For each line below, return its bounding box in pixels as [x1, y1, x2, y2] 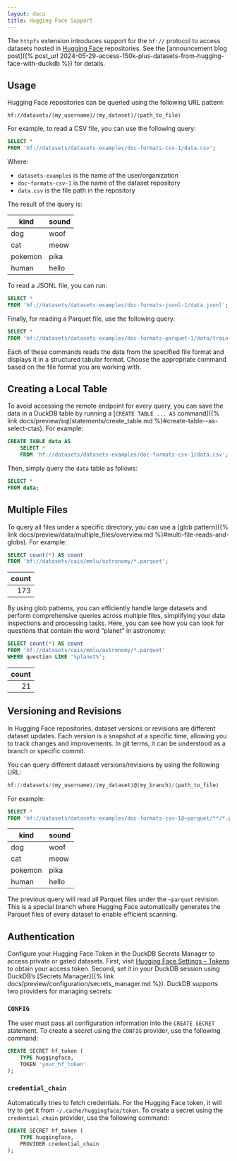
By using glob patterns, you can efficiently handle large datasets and [7, 604, 207, 612]
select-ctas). [7, 424, 44, 433]
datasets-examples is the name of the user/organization [17, 171, 178, 180]
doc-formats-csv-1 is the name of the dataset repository [17, 178, 181, 188]
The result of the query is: [7, 200, 83, 209]
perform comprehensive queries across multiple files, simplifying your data [7, 612, 226, 620]
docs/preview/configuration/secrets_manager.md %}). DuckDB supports [7, 980, 219, 988]
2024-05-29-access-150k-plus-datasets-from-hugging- [59, 51, 224, 60]
